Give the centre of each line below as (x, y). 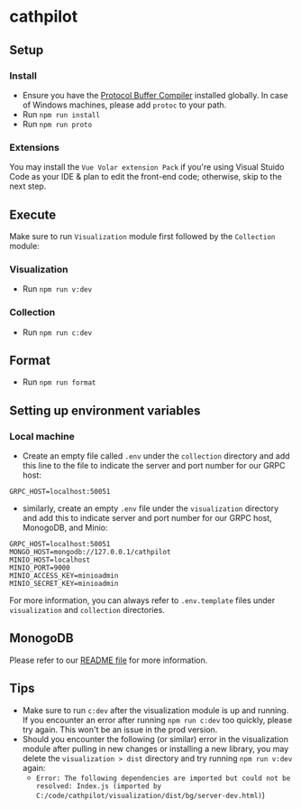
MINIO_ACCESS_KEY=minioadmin (64, 576)
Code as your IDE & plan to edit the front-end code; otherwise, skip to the (146, 177)
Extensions (35, 147)
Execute (33, 214)
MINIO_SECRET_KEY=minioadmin (64, 584)
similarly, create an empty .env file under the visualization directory (150, 508)
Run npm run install (61, 114)
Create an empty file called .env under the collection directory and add (156, 456)
